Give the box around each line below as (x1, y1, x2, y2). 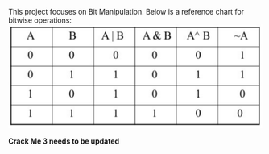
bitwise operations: (8, 15, 72, 25)
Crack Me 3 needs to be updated (8, 136, 120, 146)
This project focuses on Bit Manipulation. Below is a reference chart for (8, 7, 245, 16)
